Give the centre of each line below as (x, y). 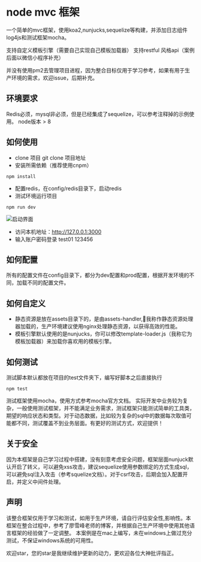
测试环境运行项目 (36, 196)
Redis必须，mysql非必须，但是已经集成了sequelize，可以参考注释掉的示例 (98, 114)
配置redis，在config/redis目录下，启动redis (68, 188)
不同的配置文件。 (48, 283)
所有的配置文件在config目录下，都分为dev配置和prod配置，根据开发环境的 (98, 275)
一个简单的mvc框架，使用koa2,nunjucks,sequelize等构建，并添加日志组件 (97, 30)
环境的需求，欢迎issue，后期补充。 (54, 78)
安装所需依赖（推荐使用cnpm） (53, 165)
